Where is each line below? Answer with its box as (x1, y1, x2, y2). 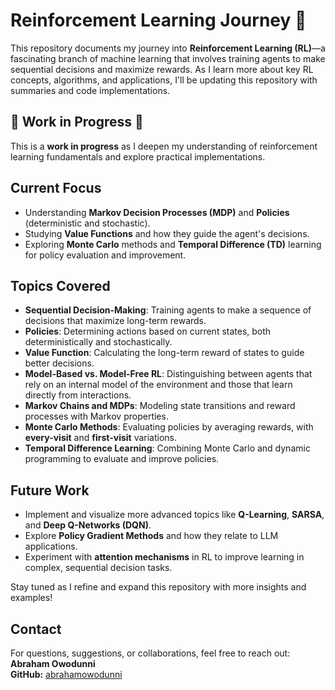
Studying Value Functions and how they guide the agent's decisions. (24, 227, 310, 239)
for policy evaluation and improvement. (24, 249, 187, 261)
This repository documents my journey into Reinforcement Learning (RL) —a (10, 42, 326, 54)
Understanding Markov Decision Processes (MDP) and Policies (24, 206, 290, 218)
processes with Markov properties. (24, 410, 169, 423)
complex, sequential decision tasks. (24, 562, 173, 574)
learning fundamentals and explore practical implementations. (10, 150, 266, 163)
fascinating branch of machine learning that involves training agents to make (10, 52, 326, 64)
